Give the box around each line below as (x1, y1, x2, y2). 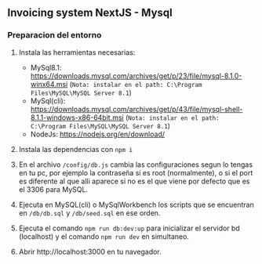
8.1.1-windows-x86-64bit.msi (30, 113, 124, 122)
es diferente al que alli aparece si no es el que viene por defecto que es (18, 176, 250, 186)
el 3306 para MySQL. (18, 184, 88, 194)
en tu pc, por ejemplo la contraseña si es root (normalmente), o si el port (18, 168, 253, 177)
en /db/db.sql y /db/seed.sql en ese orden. (18, 208, 161, 218)
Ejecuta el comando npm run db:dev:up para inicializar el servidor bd (18, 223, 240, 233)
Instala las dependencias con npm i (18, 144, 133, 154)
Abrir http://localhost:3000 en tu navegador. (18, 247, 162, 256)
